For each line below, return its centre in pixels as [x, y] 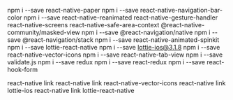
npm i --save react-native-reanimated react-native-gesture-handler [121, 17]
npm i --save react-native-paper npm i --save [73, 10]
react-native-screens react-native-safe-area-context [83, 25]
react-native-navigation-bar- [181, 10]
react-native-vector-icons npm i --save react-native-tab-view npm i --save [115, 55]
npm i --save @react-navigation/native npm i [146, 32]
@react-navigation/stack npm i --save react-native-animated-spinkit [121, 40]
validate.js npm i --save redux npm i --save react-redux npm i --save [106, 62]
